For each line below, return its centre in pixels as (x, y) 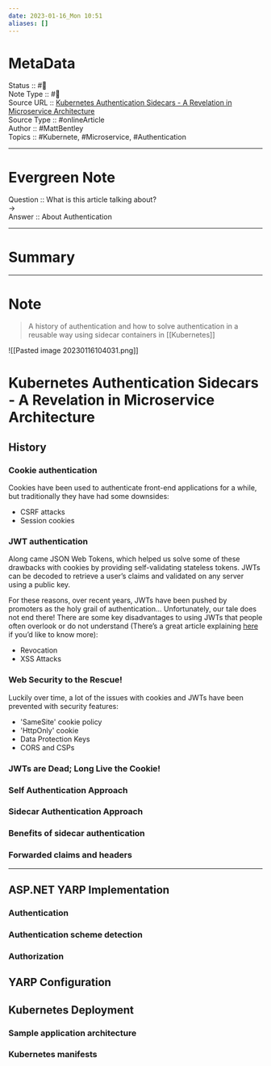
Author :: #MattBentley (46, 128)
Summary (42, 257)
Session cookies (47, 521)
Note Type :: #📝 (34, 94)
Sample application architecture (73, 1033)
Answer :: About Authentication (60, 217)
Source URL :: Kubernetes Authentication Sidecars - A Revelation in (120, 103)
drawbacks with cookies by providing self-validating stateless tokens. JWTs (134, 568)
